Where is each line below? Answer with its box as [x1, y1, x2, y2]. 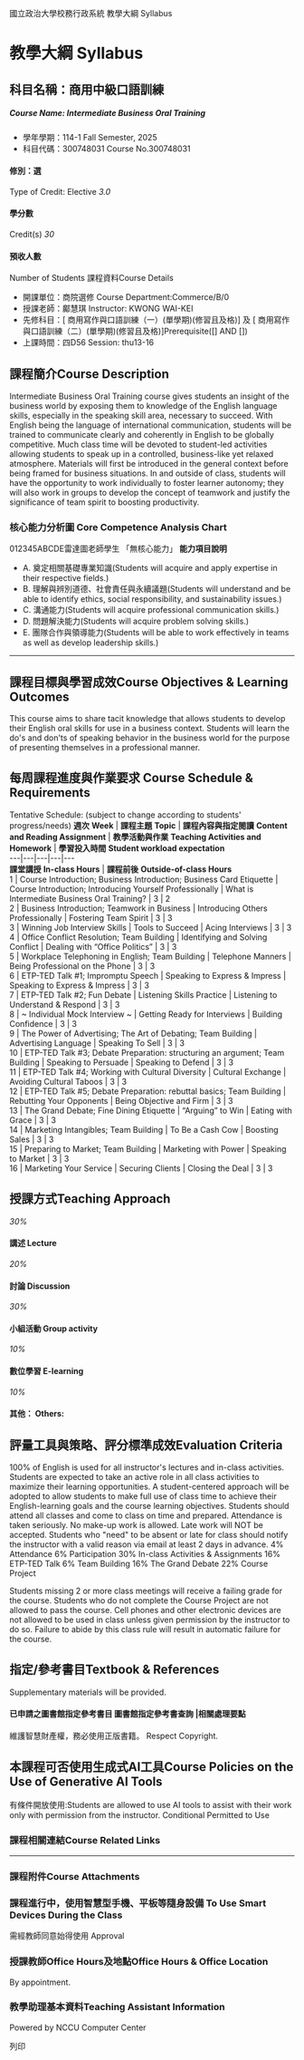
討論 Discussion [9, 1281, 71, 1291]
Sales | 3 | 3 [9, 1134, 54, 1145]
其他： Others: [9, 1408, 65, 1419]
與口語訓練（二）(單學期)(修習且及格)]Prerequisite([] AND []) [22, 325, 249, 337]
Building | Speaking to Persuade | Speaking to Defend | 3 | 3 [9, 1057, 233, 1068]
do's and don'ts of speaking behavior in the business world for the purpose [9, 732, 290, 743]
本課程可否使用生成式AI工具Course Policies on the [9, 1759, 294, 1775]
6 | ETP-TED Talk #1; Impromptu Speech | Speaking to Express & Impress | [9, 970, 287, 981]
